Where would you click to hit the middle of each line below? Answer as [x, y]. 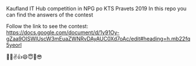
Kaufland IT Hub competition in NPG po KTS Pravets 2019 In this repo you [97, 9]
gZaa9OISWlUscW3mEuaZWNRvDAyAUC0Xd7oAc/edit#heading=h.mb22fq [98, 39]
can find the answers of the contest [50, 15]
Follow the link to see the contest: [47, 26]
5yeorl [14, 45]
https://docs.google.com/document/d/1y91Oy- [63, 32]
